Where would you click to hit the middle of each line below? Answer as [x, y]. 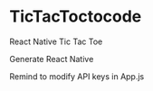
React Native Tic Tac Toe [56, 41]
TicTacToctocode [76, 17]
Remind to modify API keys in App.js [77, 76]
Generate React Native [52, 59]
